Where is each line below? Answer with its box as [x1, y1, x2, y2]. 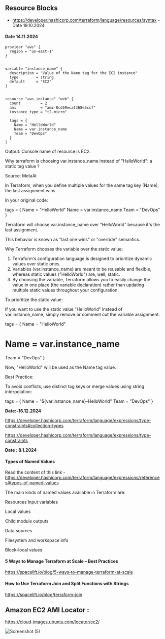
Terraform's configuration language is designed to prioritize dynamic [12, 256, 152, 261]
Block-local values [5, 547, 43, 553]
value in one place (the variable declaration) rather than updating [12, 282, 144, 288]
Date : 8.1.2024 [5, 447, 37, 453]
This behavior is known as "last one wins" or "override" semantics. [5, 237, 141, 243]
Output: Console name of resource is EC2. [5, 148, 91, 155]
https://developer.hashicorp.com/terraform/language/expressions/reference [5, 474, 160, 481]
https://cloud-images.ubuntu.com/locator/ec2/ [5, 619, 100, 625]
